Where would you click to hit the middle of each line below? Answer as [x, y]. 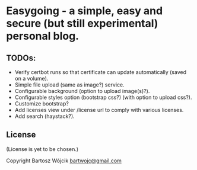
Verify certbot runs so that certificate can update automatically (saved [101, 72]
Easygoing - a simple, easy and [85, 11]
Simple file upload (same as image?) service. [69, 85]
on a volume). [31, 78]
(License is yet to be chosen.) [42, 149]
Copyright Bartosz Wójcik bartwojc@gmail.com [64, 161]
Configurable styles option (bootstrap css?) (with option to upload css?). [103, 97]
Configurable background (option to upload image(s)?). [82, 91]
